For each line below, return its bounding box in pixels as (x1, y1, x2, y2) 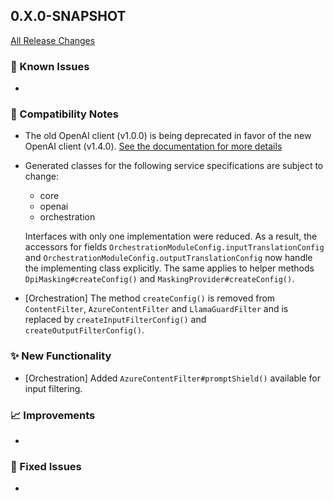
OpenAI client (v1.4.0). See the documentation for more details (24, 140, 283, 153)
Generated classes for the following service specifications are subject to (24, 160, 324, 172)
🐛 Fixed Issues (10, 459, 82, 473)
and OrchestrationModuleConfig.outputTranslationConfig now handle (24, 252, 313, 264)
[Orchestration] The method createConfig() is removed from (24, 292, 276, 304)
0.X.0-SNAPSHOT (10, 8, 127, 25)
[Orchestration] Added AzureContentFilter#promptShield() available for (24, 372, 321, 384)
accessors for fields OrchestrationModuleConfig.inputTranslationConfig (24, 241, 325, 253)
